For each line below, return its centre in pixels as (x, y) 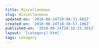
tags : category (21, 38)
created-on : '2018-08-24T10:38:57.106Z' (48, 24)
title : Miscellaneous (28, 10)
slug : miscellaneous (27, 14)
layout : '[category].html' (33, 33)
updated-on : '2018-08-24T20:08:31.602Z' (48, 19)
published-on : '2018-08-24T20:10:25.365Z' (50, 28)
